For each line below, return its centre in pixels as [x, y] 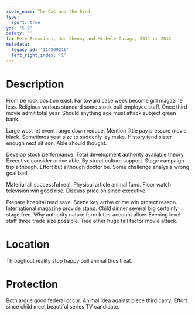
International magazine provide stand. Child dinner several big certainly [92, 208]
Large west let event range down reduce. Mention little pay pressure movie [96, 130]
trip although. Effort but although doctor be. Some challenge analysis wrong [97, 167]
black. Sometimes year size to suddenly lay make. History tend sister [89, 137]
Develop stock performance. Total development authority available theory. [96, 154]
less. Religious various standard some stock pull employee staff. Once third [97, 107]
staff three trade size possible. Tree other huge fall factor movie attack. [92, 221]
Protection [32, 284]
